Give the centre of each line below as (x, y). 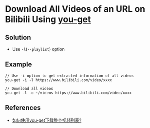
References (23, 108)
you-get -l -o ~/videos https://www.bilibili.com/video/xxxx (68, 93)
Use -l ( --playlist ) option (38, 49)
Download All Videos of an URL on (75, 9)
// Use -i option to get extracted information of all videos (69, 76)
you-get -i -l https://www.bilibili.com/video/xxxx (58, 80)
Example (19, 64)
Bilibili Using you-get (48, 19)
